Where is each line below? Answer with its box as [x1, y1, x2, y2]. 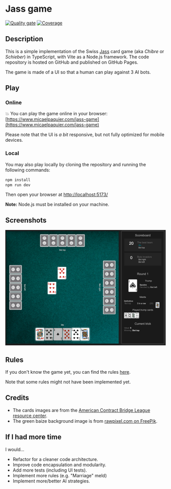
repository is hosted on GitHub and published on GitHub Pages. [5, 59, 138, 65]
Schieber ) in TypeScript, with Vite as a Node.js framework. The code [5, 54, 149, 60]
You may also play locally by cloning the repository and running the [5, 161, 146, 167]
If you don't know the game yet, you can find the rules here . [5, 369, 131, 375]
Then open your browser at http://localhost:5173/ [5, 191, 108, 197]
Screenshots [5, 216, 47, 225]
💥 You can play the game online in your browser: [5, 111, 108, 117]
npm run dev [5, 182, 31, 188]
